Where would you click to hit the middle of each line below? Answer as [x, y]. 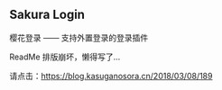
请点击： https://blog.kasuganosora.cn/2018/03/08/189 [111, 76]
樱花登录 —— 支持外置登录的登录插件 [79, 37]
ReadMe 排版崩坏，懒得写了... [65, 57]
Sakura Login [47, 15]
